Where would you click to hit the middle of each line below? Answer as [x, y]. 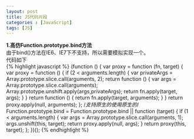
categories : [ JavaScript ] [39, 22]
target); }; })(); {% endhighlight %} [48, 130]
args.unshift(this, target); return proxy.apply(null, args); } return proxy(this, [96, 124]
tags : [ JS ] [19, 28]
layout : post [22, 11]
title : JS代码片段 [27, 17]
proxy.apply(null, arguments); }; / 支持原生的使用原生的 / [73, 105]
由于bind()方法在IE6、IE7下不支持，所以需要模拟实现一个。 [77, 53]
